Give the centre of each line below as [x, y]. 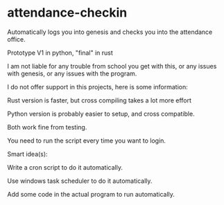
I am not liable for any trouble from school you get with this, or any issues [112, 66]
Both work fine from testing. [47, 127]
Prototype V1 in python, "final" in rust [60, 53]
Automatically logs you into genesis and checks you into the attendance [110, 32]
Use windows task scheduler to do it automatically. [80, 181]
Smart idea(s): [27, 154]
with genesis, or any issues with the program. [72, 73]
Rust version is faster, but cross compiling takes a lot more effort [100, 100]
